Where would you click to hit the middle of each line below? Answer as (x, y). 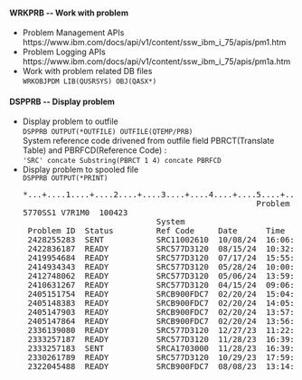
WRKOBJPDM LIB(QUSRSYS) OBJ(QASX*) (90, 81)
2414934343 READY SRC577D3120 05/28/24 (142, 267)
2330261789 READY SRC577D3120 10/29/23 (142, 358)
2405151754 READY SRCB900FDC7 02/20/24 (142, 294)
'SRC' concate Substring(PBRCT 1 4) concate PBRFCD (122, 161)
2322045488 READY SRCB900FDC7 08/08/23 (142, 367)
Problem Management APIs (73, 33)
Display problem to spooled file (80, 170)
